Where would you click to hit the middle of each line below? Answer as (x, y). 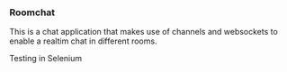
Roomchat (32, 12)
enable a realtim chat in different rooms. (83, 41)
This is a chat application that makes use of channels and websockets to (144, 32)
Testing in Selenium (46, 59)
